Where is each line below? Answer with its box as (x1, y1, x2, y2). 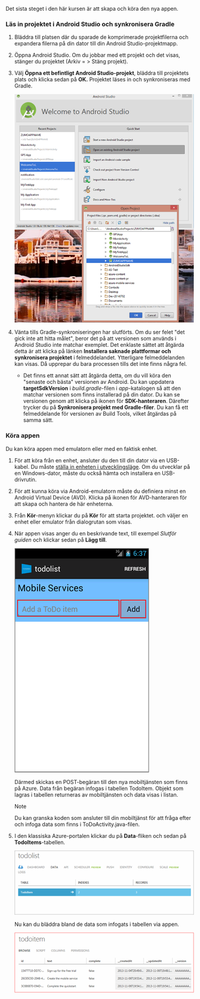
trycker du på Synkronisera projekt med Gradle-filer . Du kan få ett (23, 404, 189, 411)
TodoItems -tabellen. (14, 838, 66, 846)
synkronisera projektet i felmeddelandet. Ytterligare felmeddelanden (14, 354, 185, 361)
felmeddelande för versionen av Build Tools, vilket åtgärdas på (23, 410, 177, 417)
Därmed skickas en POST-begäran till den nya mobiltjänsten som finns (14, 778, 188, 785)
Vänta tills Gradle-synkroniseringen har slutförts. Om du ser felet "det (14, 329, 185, 336)
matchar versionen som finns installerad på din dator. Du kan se (23, 391, 180, 398)
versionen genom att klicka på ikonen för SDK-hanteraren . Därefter (23, 398, 189, 405)
